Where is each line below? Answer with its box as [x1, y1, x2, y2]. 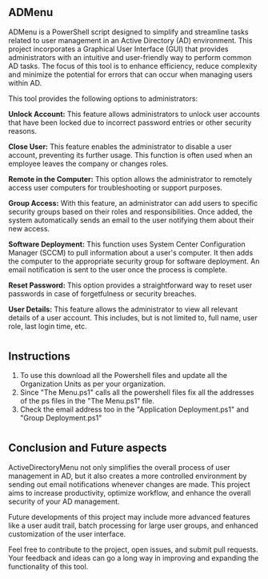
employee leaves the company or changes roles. [8, 159, 169, 168]
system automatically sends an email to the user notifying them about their [8, 215, 254, 225]
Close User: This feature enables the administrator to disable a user [8, 142, 232, 151]
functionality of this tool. [8, 561, 89, 571]
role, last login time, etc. [8, 321, 88, 331]
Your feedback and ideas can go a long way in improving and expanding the [8, 553, 259, 562]
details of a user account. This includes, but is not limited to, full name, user [8, 312, 258, 322]
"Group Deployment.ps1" [19, 413, 102, 423]
